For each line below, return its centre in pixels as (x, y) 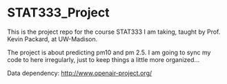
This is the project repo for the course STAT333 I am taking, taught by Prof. (114, 32)
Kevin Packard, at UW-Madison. (52, 39)
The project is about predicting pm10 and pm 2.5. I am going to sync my (109, 52)
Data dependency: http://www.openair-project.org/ (80, 73)
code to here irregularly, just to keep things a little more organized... (103, 59)
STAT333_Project (58, 13)
